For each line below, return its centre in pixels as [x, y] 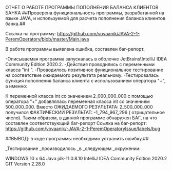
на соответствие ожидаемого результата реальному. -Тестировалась [82, 75]
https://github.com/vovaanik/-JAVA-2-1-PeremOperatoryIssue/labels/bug [83, 129]
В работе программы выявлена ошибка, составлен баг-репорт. [75, 49]
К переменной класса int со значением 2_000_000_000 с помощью [79, 96]
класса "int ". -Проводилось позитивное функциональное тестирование [84, 70]
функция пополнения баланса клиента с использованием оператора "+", [85, 81]
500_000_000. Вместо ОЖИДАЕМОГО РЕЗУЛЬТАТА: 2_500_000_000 [79, 107]
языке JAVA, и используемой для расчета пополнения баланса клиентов [85, 18]
